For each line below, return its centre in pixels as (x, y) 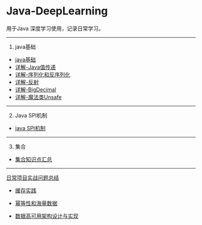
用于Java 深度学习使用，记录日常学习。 (55, 28)
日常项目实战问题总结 (32, 178)
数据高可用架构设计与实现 (47, 216)
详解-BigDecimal (35, 89)
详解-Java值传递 (35, 67)
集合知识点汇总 (33, 159)
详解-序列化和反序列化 (43, 74)
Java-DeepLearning (57, 11)
